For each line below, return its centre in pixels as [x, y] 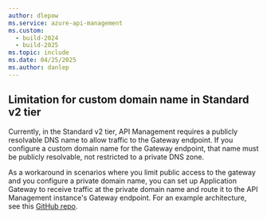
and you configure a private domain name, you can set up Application [123, 181]
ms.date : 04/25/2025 [43, 61]
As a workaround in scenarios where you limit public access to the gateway [132, 172]
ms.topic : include [39, 53]
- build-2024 [37, 38]
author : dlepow [33, 16]
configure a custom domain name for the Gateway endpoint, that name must [133, 148]
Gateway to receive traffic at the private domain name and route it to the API [133, 189]
